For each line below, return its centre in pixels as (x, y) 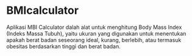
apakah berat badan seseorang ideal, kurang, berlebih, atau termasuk (94, 40)
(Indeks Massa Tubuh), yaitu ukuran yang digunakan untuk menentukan (96, 33)
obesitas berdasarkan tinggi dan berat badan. (63, 46)
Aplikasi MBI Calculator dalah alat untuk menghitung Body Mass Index (94, 27)
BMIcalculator (43, 11)
